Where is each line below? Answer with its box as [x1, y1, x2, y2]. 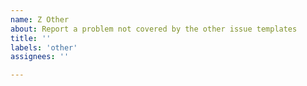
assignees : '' [10, 52, 70, 62]
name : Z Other [10, 14, 70, 25]
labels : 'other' [10, 42, 78, 53]
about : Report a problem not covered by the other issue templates [10, 24, 298, 34]
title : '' [10, 33, 52, 43]
